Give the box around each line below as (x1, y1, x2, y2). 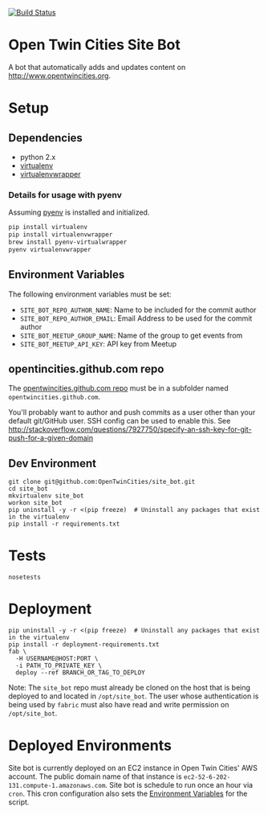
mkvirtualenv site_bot (8, 492, 84, 500)
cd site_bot (8, 485, 48, 494)
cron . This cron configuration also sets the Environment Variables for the (8, 788, 248, 798)
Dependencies (8, 131, 83, 145)
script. (8, 797, 30, 807)
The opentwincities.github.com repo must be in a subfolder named (8, 383, 229, 393)
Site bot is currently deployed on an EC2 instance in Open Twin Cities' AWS (8, 763, 258, 772)
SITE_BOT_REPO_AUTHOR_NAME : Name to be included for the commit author (19, 305, 257, 314)
